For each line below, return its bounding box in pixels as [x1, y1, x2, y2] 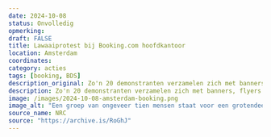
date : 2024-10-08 [8, 11, 67, 20]
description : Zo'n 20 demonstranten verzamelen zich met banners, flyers [8, 86, 262, 95]
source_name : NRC [8, 110, 67, 118]
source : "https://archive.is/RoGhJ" [8, 117, 131, 125]
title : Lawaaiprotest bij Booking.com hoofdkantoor [8, 42, 186, 50]
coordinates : [8, 57, 52, 65]
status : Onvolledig [8, 19, 74, 27]
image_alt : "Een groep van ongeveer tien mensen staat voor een [8, 102, 229, 110]
